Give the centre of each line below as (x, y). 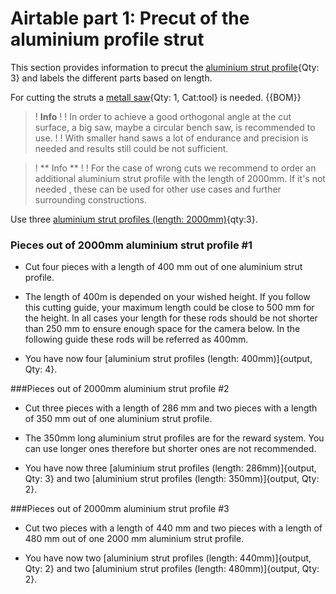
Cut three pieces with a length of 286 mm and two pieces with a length (171, 408)
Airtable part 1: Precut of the (130, 18)
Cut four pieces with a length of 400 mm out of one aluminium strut (163, 267)
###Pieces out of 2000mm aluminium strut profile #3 (120, 509)
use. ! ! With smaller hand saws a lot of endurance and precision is (171, 138)
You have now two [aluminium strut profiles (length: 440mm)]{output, (168, 558)
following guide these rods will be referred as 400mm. (136, 339)
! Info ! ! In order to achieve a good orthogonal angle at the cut (163, 116)
